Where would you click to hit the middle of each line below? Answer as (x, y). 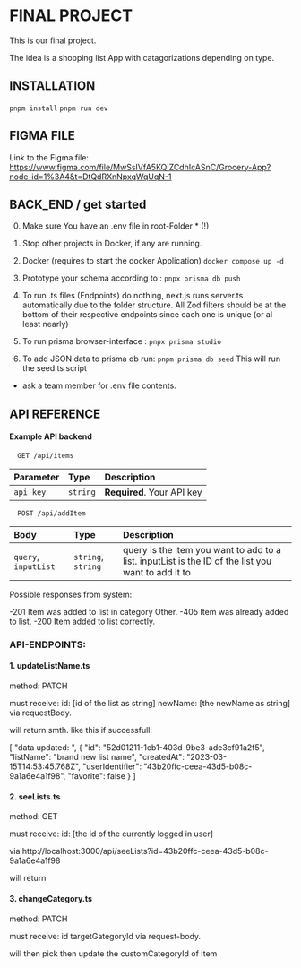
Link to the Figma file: (49, 157)
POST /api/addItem (52, 513)
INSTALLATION (52, 86)
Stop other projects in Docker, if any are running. (112, 244)
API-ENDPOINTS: (48, 644)
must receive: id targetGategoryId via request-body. (105, 936)
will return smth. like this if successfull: (81, 730)
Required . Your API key (153, 492)
